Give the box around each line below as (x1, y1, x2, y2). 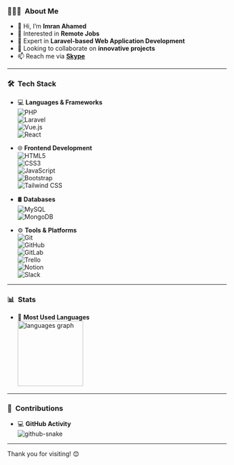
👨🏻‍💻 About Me (7, 6, 59, 16)
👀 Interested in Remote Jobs (17, 29, 100, 38)
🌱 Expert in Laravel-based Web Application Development (17, 37, 185, 45)
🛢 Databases (17, 195, 56, 203)
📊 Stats (7, 294, 36, 304)
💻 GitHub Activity (17, 420, 72, 428)
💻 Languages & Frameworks (17, 97, 103, 107)
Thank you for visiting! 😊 (7, 450, 80, 458)
